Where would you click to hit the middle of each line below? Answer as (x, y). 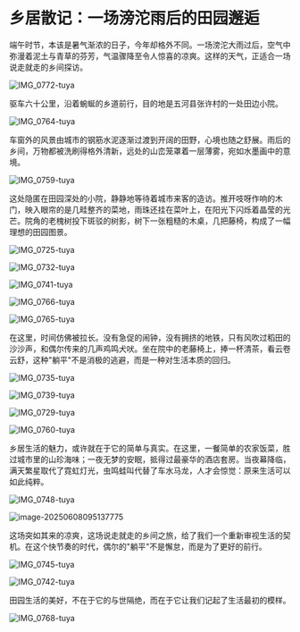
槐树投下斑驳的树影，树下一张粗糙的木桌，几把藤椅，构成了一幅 (173, 221)
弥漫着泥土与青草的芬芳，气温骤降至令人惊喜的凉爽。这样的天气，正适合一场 (150, 55)
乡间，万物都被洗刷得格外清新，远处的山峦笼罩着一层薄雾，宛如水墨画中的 (146, 151)
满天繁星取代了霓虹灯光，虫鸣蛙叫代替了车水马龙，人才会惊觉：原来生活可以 (150, 470)
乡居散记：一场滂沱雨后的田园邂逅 (135, 18)
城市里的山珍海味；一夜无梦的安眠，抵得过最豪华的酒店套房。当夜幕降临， (154, 459)
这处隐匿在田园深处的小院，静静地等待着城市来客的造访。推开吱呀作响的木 (146, 198)
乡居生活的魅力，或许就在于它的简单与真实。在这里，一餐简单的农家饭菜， (146, 448)
